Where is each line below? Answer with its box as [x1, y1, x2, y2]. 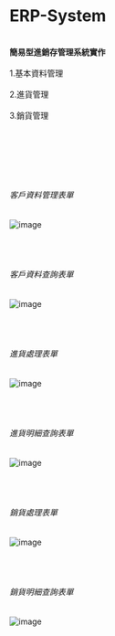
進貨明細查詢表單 [9, 427, 74, 439]
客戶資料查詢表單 [9, 269, 74, 280]
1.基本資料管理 [9, 68, 64, 79]
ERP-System [9, 5, 107, 26]
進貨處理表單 [9, 348, 57, 359]
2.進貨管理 [9, 89, 49, 100]
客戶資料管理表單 [9, 189, 74, 200]
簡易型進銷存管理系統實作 [9, 47, 106, 58]
